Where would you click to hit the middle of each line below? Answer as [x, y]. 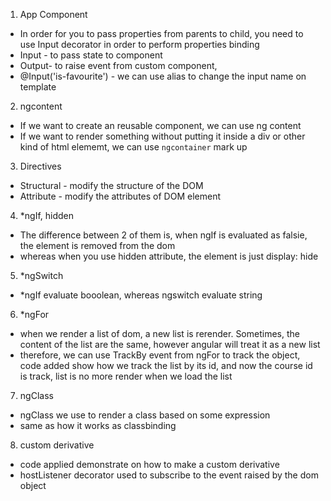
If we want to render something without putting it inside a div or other [162, 136]
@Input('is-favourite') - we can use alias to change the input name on [163, 76]
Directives [40, 166]
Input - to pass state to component [91, 55]
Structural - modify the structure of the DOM [111, 185]
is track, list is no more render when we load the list [126, 376]
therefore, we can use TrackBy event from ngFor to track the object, [160, 355]
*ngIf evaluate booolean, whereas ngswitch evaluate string [141, 295]
